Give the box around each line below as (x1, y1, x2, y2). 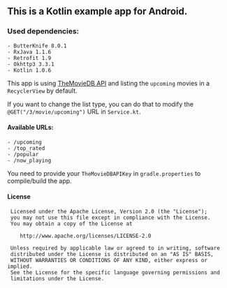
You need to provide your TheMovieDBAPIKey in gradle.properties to (7, 169, 201, 177)
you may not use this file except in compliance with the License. (10, 214, 211, 222)
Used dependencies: (7, 26, 80, 36)
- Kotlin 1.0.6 (7, 66, 52, 74)
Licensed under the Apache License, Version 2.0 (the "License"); (10, 209, 208, 215)
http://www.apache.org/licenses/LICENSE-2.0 (20, 233, 152, 240)
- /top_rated (7, 144, 45, 152)
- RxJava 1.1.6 (7, 48, 52, 55)
